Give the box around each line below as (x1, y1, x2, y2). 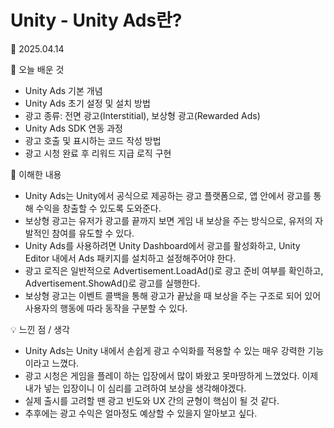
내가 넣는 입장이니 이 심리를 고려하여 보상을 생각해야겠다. (24, 382, 247, 394)
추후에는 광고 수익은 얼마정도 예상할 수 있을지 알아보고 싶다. (24, 407, 258, 419)
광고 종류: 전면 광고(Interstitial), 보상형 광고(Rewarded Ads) (24, 109, 261, 121)
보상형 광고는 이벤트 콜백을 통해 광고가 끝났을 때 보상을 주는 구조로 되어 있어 (24, 289, 322, 301)
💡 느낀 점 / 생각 (10, 323, 70, 335)
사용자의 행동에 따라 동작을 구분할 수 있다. (24, 302, 188, 314)
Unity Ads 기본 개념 (24, 84, 103, 96)
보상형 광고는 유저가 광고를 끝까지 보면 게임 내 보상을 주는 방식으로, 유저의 (24, 214, 313, 226)
